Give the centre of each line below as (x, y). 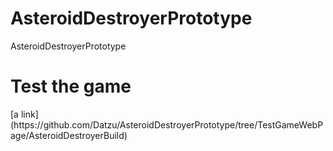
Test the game (71, 86)
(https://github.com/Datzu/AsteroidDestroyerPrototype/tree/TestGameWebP (167, 124)
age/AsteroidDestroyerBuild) (69, 135)
